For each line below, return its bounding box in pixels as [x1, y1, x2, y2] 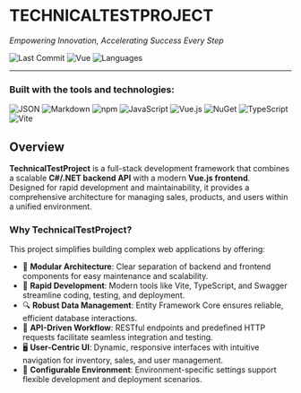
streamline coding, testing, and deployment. [21, 290, 185, 301]
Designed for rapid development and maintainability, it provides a [9, 182, 250, 193]
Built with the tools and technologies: [9, 83, 175, 95]
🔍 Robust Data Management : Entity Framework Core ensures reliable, [21, 300, 284, 310]
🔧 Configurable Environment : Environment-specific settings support [21, 364, 277, 375]
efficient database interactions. [21, 313, 137, 324]
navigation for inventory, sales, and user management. [21, 355, 224, 366]
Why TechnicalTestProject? [9, 223, 133, 236]
